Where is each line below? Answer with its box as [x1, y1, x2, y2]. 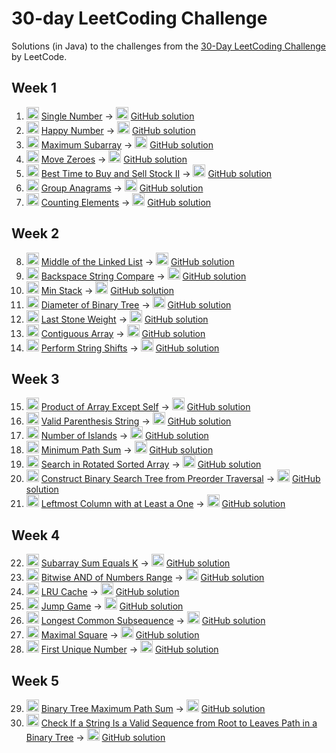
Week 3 [11, 370, 60, 387]
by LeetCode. [11, 50, 68, 62]
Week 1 [11, 80, 57, 97]
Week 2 [11, 225, 60, 242]
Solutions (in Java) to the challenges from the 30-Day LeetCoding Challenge [11, 40, 327, 52]
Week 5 [11, 672, 59, 689]
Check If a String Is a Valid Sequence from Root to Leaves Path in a [40, 717, 318, 729]
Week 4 [11, 527, 61, 544]
